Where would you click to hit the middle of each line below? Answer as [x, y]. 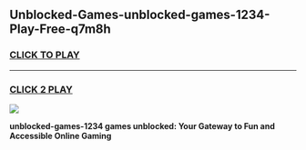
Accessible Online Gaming [61, 135]
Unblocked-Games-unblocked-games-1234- [140, 15]
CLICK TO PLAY [45, 55]
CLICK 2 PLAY [41, 89]
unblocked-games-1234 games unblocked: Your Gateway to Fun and [142, 125]
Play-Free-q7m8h [60, 30]
